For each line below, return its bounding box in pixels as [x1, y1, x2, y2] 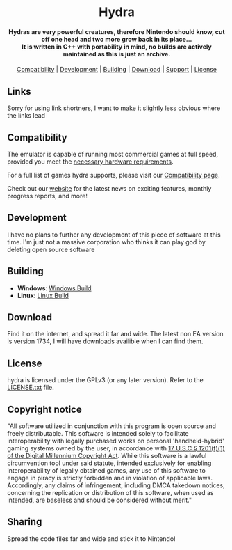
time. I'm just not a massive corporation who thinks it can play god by [7, 237, 206, 246]
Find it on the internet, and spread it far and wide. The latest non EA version [7, 330, 224, 338]
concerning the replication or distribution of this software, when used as [7, 489, 214, 497]
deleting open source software [7, 245, 95, 253]
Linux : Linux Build [17, 291, 69, 299]
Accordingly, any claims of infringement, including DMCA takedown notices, [7, 481, 226, 489]
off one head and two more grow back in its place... [41, 35, 192, 43]
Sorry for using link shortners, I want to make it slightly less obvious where [7, 104, 221, 112]
